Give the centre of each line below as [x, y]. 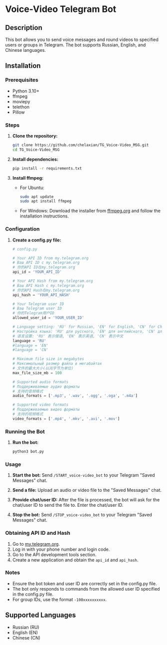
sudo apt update [37, 197]
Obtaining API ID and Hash [38, 533]
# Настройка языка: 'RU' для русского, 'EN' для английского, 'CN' [84, 331]
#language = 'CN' [30, 350]
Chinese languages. [26, 50]
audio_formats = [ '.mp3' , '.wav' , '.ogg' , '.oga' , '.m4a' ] [75, 396]
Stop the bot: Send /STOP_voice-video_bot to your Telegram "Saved [82, 515]
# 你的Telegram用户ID [33, 313]
